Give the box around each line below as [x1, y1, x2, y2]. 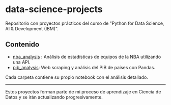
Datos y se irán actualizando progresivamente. [5, 94, 103, 100]
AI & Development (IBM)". [5, 25, 59, 31]
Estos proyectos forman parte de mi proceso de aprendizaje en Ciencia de [5, 88, 161, 94]
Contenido [5, 40, 40, 49]
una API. [12, 59, 31, 65]
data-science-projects [5, 4, 103, 15]
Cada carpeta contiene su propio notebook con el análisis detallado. [5, 74, 149, 80]
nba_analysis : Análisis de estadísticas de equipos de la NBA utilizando [12, 54, 161, 60]
